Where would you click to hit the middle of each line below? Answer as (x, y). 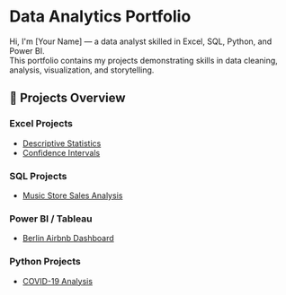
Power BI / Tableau (51, 219)
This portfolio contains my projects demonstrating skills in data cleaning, (144, 60)
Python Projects (45, 262)
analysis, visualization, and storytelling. (82, 70)
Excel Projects (41, 124)
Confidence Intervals (61, 152)
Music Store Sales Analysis (72, 195)
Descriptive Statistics (62, 143)
